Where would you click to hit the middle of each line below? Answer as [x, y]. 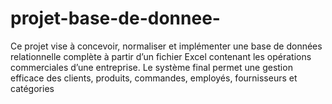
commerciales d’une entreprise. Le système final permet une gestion [151, 67]
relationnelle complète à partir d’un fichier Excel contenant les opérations [161, 56]
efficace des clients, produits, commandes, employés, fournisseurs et [154, 78]
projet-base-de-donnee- [115, 18]
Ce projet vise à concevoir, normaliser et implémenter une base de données [166, 46]
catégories [32, 88]
